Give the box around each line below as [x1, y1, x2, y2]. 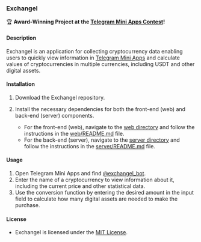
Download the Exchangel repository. [14, 94, 105, 101]
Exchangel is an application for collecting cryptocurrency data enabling [6, 47, 183, 55]
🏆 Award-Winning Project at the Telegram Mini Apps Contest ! [6, 18, 165, 25]
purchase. [14, 201, 40, 208]
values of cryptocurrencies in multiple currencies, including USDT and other [6, 60, 195, 67]
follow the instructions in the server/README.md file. [23, 142, 155, 150]
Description [6, 34, 37, 41]
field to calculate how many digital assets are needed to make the [14, 195, 178, 202]
